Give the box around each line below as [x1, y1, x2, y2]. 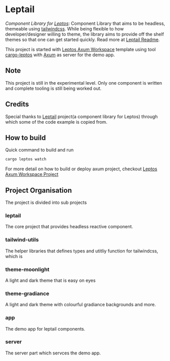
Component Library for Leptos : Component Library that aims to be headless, [5, 20, 165, 26]
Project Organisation [5, 186, 72, 195]
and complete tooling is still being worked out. [5, 85, 101, 91]
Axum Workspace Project [5, 171, 58, 177]
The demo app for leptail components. [5, 326, 85, 332]
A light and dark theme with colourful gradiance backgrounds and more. [5, 302, 156, 308]
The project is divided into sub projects [5, 199, 87, 206]
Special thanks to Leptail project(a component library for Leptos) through [5, 113, 158, 120]
